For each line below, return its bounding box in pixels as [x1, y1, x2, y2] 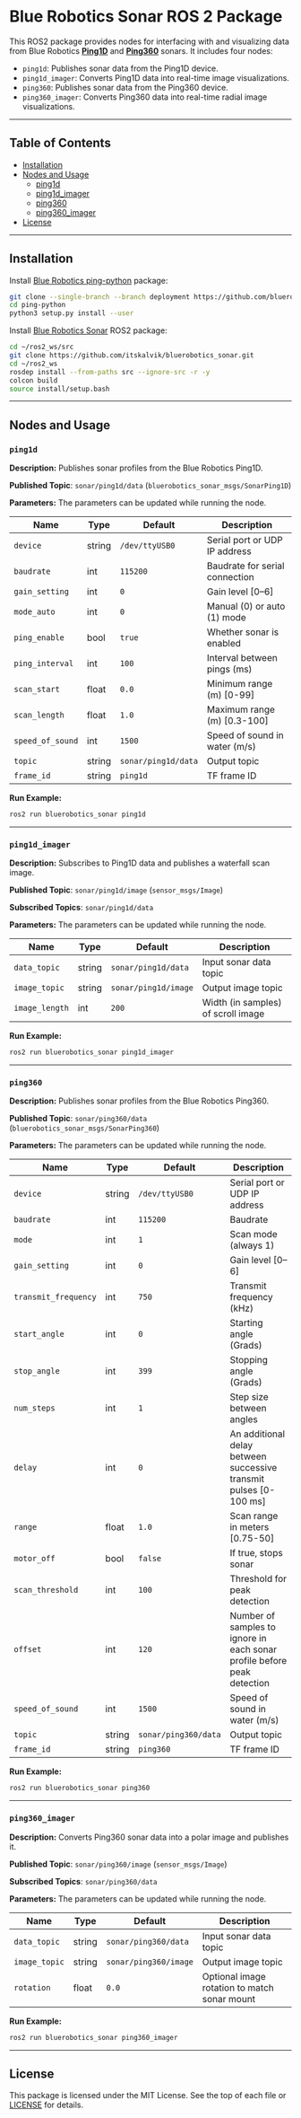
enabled [206, 637, 242, 650]
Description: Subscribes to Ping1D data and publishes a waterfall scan [9, 857, 271, 868]
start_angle [13, 1329, 65, 1340]
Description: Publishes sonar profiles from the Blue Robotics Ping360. [9, 1095, 270, 1106]
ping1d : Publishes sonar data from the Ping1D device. [21, 63, 219, 74]
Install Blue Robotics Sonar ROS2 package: [9, 325, 168, 336]
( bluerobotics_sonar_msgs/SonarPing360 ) [9, 1122, 159, 1133]
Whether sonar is [206, 626, 279, 638]
